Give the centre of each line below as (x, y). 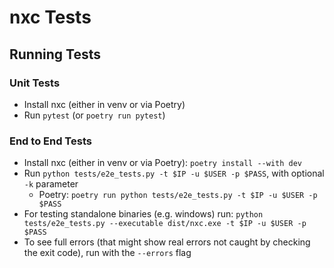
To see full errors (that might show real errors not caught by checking (167, 242)
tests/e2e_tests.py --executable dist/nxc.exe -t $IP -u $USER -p (165, 224)
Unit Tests (35, 83)
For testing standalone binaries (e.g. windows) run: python (143, 214)
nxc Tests (50, 17)
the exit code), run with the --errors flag (107, 253)
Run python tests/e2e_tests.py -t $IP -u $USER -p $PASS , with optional (174, 173)
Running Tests (55, 54)
